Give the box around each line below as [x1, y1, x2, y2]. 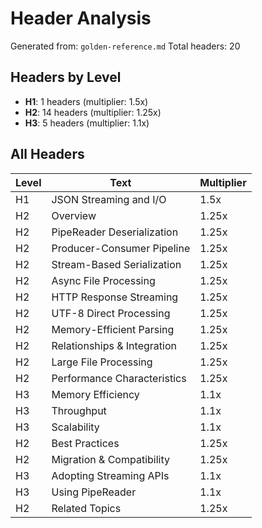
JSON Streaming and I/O [51, 192, 167, 206]
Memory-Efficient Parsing [51, 322, 175, 336]
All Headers [10, 146, 85, 163]
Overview [51, 208, 97, 222]
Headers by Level [10, 69, 122, 86]
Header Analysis [10, 7, 152, 30]
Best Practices [51, 436, 120, 450]
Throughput [51, 403, 107, 417]
